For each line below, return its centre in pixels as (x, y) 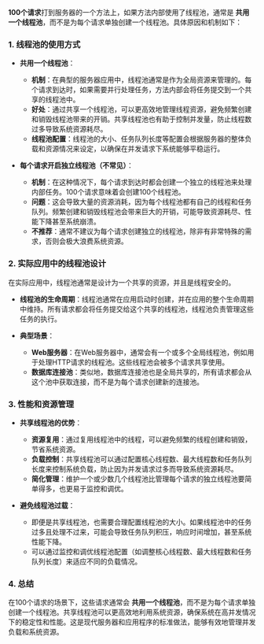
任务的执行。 (40, 319)
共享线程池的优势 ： (51, 422)
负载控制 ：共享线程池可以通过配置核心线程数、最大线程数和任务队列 (141, 459)
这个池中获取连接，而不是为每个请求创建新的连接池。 (117, 382)
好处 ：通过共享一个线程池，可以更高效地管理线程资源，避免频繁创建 (141, 109)
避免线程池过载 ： (47, 505)
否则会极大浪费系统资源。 (86, 241)
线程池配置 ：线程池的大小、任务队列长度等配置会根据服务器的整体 (138, 139)
